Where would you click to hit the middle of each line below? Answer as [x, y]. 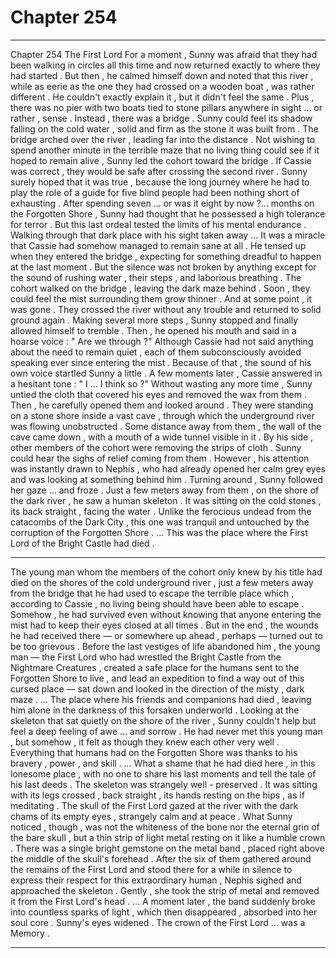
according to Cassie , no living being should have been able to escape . [157, 603]
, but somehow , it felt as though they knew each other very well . [145, 742]
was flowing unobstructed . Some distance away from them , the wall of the [166, 426]
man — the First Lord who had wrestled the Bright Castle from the [146, 657]
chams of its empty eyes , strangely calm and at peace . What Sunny [151, 816]
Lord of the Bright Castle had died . [82, 543]
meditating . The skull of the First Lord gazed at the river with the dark [154, 805]
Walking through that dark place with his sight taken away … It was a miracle [168, 235]
